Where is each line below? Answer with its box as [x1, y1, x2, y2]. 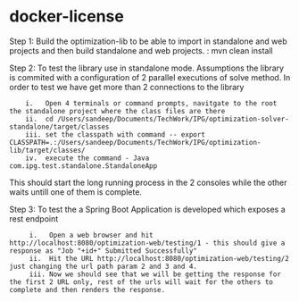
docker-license [9, 6, 125, 27]
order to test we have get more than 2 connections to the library [9, 81, 245, 92]
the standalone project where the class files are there [9, 106, 226, 115]
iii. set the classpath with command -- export [25, 130, 205, 139]
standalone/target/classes [9, 122, 110, 131]
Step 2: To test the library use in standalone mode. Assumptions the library [9, 63, 284, 73]
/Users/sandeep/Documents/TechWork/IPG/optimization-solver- [56, 114, 290, 123]
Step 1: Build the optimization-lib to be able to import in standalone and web [9, 36, 287, 46]
